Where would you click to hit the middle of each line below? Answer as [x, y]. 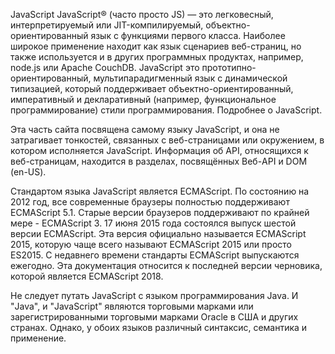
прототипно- [229, 67]
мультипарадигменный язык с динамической [190, 78]
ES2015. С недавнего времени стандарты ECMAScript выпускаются [155, 255]
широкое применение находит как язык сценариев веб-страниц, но [156, 46]
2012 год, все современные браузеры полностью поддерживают [150, 202]
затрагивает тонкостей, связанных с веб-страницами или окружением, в [167, 140]
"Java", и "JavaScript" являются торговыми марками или [132, 306]
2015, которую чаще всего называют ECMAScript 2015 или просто [151, 244]
